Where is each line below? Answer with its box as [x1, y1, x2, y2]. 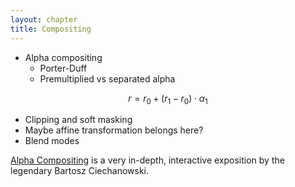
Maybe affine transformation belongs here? [24, 124, 204, 136]
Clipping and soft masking [24, 114, 133, 126]
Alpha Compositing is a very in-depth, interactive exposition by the [10, 154, 285, 166]
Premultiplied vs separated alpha [39, 72, 176, 85]
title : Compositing [10, 24, 92, 34]
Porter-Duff [39, 62, 88, 74]
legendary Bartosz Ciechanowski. [10, 165, 149, 177]
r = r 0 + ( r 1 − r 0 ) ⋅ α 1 [128, 92, 208, 106]
